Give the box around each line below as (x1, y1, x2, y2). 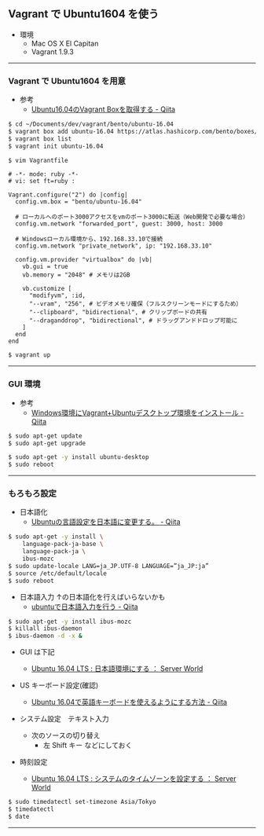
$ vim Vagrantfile (8, 156, 68, 164)
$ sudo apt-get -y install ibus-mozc (8, 618, 132, 625)
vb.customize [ (22, 285, 72, 293)
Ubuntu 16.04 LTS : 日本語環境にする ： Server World (31, 664, 203, 673)
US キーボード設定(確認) (19, 680, 99, 690)
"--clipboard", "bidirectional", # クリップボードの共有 (28, 309, 208, 317)
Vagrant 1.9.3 (31, 46, 75, 57)
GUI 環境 (8, 379, 41, 390)
